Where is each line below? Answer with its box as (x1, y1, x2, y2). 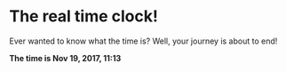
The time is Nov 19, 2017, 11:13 (9, 52, 122, 63)
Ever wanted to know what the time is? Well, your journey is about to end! (9, 36, 278, 46)
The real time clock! (9, 6, 158, 27)
